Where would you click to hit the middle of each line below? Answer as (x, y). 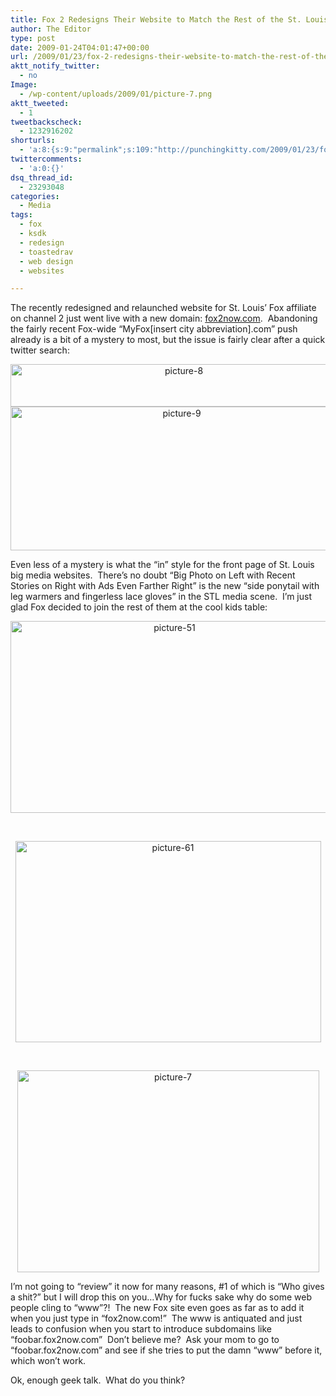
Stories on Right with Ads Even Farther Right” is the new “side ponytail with (165, 586)
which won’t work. (48, 1361)
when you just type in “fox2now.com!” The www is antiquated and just (156, 1318)
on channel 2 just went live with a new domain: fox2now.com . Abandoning (164, 318)
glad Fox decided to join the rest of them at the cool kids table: (139, 607)
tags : (21, 215)
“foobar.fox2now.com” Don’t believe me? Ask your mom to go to (145, 1340)
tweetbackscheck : (46, 122)
